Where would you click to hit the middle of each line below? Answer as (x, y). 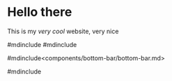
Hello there (40, 12)
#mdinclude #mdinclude (42, 44)
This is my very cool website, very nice (63, 31)
